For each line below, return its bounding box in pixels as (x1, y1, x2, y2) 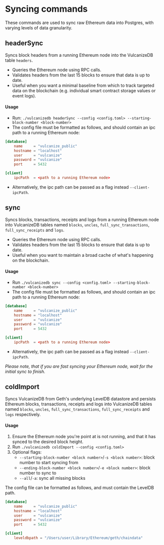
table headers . (5, 57, 33, 63)
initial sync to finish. (5, 369, 45, 374)
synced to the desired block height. (12, 439, 84, 445)
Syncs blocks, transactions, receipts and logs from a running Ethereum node (5, 217, 159, 223)
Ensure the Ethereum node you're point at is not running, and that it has (12, 433, 156, 439)
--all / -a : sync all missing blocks (19, 475, 85, 481)
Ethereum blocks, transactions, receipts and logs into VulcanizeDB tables (5, 401, 152, 407)
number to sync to (19, 470, 57, 476)
